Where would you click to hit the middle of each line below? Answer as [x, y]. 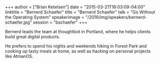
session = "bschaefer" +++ [60, 22]
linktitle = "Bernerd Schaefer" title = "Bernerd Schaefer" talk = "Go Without [80, 12]
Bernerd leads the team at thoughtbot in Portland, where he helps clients [78, 31]
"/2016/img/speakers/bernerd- [116, 17]
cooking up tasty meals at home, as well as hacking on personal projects [78, 51]
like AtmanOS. [19, 56]
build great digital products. [33, 37]
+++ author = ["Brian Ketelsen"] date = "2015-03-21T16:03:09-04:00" [75, 7]
